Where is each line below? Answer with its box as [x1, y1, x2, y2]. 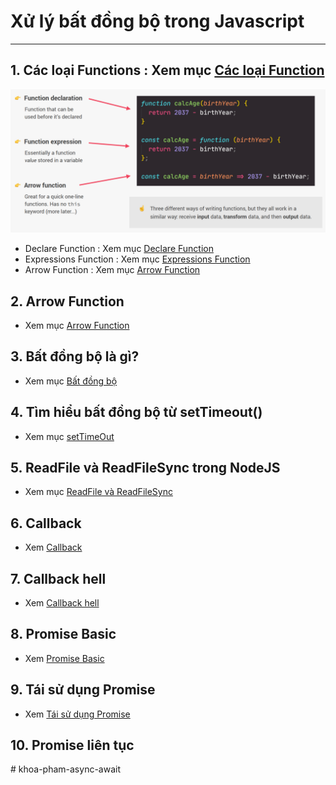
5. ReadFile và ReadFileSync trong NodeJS [10, 459, 281, 476]
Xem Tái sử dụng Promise [24, 708, 131, 720]
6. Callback [10, 515, 82, 532]
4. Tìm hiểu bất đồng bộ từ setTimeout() [10, 404, 263, 421]
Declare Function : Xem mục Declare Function [24, 243, 214, 255]
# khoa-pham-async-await [10, 763, 121, 775]
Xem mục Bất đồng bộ [24, 375, 118, 387]
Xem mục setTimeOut [24, 430, 115, 442]
